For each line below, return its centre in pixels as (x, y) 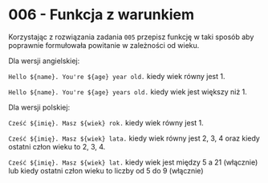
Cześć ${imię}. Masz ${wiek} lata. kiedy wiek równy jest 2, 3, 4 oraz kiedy (134, 138)
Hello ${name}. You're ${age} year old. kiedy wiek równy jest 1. (117, 76)
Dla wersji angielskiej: (44, 61)
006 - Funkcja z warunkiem (102, 15)
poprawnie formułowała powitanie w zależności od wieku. (104, 45)
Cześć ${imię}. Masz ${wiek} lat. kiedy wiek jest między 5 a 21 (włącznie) (133, 162)
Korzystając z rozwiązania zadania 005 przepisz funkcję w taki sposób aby (131, 37)
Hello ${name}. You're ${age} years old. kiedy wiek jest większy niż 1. (128, 91)
